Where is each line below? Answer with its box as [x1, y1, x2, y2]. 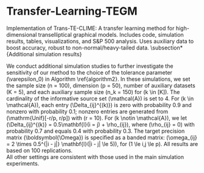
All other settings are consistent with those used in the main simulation [6, 153, 184, 160]
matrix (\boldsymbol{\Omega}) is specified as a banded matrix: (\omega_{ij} [6, 133, 197, 141]
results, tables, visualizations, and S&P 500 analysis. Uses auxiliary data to [6, 37, 194, 45]
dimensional [6, 31, 37, 38]
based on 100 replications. [6, 147, 73, 154]
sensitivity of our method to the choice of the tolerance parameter [6, 68, 173, 76]
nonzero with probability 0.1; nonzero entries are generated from [6, 108, 169, 115]
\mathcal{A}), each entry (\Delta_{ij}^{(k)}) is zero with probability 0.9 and [6, 101, 192, 108]
